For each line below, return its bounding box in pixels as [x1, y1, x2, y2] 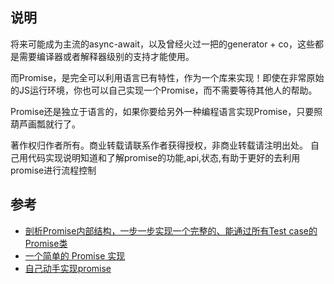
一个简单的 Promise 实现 [24, 249, 126, 262]
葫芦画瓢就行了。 [10, 118, 81, 130]
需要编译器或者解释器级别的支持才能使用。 [18, 50, 195, 62]
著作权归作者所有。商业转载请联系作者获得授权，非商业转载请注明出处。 [10, 139, 308, 151]
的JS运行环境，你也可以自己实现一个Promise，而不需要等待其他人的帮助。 [10, 84, 318, 96]
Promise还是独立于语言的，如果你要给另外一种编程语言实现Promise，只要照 [10, 105, 323, 117]
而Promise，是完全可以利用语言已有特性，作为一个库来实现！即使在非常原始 [10, 71, 325, 83]
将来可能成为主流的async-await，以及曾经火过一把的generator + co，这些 [10, 38, 315, 50]
